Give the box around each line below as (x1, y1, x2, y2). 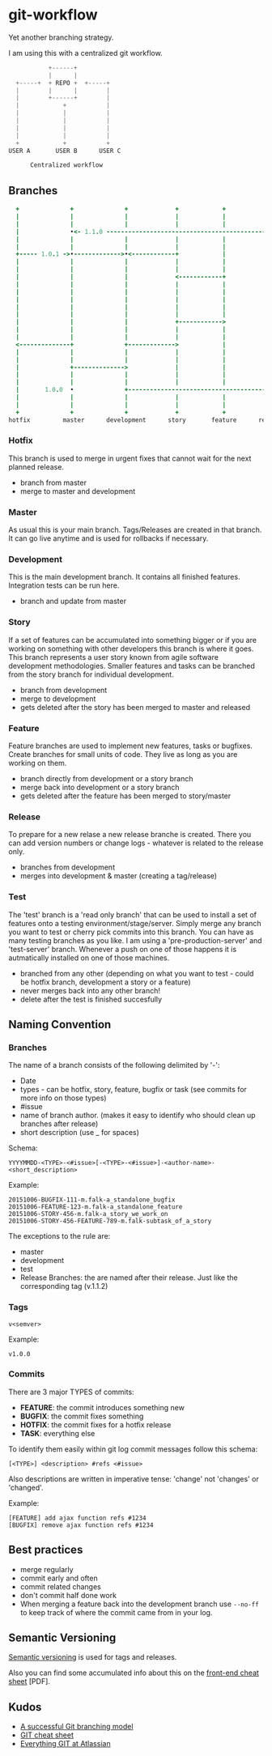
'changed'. (8, 1482, 44, 1492)
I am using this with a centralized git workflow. (8, 48, 164, 57)
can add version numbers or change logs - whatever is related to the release (8, 838, 264, 848)
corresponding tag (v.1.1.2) (19, 1282, 108, 1291)
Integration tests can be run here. (8, 580, 120, 590)
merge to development (19, 694, 96, 704)
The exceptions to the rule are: (8, 1231, 111, 1241)
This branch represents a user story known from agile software (8, 652, 219, 661)
